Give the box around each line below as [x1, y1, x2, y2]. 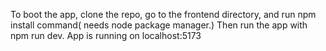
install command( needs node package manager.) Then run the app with [10, 19, 308, 31]
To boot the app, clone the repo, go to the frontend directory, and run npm [10, 9, 317, 20]
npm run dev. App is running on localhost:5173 [10, 30, 202, 41]
